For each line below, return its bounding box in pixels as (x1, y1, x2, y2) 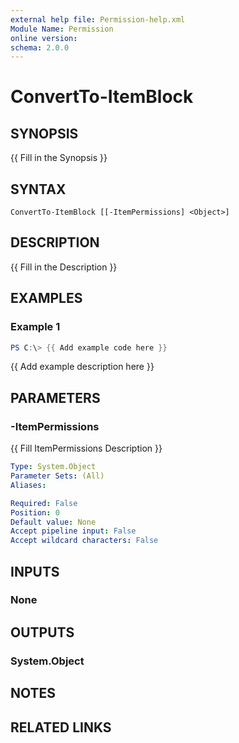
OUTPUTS (10, 624, 75, 641)
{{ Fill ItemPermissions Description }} (10, 442, 163, 455)
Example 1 (10, 320, 61, 334)
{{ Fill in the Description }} (10, 261, 118, 273)
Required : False (10, 498, 78, 508)
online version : (10, 33, 78, 43)
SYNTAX (10, 181, 67, 198)
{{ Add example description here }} (10, 361, 155, 373)
